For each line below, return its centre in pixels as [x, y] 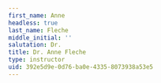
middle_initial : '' [40, 38]
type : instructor [37, 60]
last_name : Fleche [38, 30]
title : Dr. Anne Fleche [47, 52]
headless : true [33, 23]
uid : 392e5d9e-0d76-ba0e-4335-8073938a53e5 [81, 67]
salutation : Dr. [35, 45]
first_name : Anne [37, 15]
